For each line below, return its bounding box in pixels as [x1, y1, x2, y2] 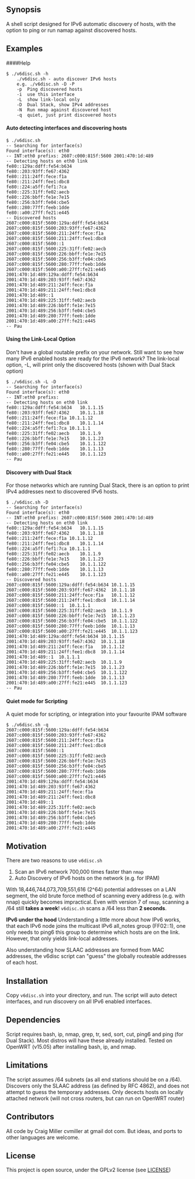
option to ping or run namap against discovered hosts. [6, 27, 137, 34]
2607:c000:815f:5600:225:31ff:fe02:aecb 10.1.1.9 [6, 608, 133, 614]
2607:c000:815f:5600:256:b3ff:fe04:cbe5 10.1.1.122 [6, 618, 138, 624]
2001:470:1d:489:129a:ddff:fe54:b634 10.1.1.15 [6, 634, 125, 640]
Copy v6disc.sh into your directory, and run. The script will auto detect [6, 992, 177, 999]
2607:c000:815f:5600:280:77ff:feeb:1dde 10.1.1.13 [6, 623, 135, 630]
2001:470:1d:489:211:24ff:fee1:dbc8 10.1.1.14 [6, 649, 125, 655]
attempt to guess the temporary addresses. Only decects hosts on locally [6, 1088, 184, 1095]
